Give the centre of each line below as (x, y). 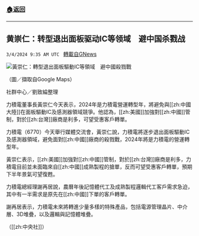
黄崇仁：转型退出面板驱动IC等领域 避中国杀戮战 (96, 39)
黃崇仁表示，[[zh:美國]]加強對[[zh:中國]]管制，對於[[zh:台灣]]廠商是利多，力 (99, 160)
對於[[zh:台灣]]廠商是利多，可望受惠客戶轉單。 (73, 119)
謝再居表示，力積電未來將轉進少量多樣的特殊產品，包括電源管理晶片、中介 (97, 207)
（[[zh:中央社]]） (27, 227)
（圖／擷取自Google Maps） (41, 79)
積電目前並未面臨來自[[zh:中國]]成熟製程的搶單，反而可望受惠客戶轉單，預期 (99, 167)
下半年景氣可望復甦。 (32, 174)
